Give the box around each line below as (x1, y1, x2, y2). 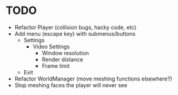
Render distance (41, 56, 84, 63)
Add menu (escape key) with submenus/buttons (14, 30, 136, 37)
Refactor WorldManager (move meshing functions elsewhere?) (14, 75, 173, 82)
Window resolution (41, 49, 90, 56)
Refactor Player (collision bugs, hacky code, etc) (14, 24, 137, 31)
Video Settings (32, 43, 70, 50)
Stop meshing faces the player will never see (14, 81, 127, 88)
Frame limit (41, 62, 70, 70)
